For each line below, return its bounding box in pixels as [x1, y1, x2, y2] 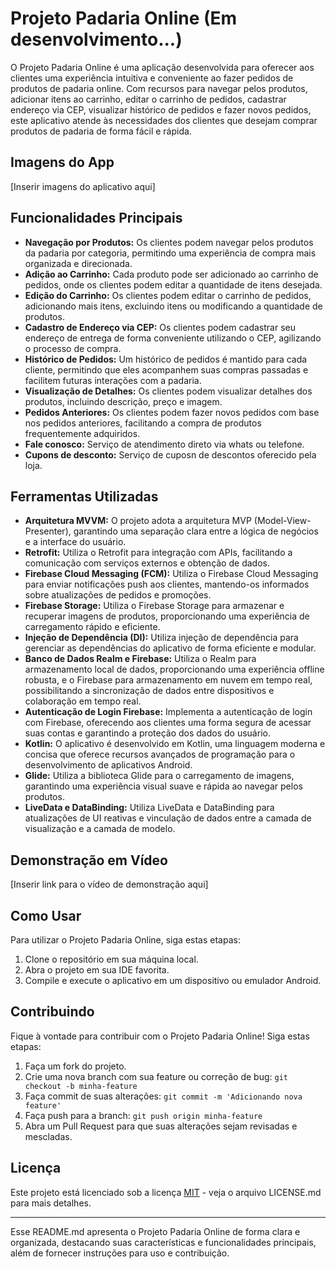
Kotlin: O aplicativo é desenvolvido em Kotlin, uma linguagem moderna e [24, 738, 326, 750]
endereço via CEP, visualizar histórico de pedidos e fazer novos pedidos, [10, 103, 312, 116]
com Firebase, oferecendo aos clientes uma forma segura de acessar [24, 717, 312, 729]
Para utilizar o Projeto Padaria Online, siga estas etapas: [10, 934, 241, 946]
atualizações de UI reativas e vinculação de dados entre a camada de [24, 812, 312, 824]
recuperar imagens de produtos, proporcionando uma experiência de [24, 610, 310, 622]
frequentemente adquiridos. [24, 427, 141, 439]
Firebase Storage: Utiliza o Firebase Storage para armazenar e [24, 600, 285, 612]
